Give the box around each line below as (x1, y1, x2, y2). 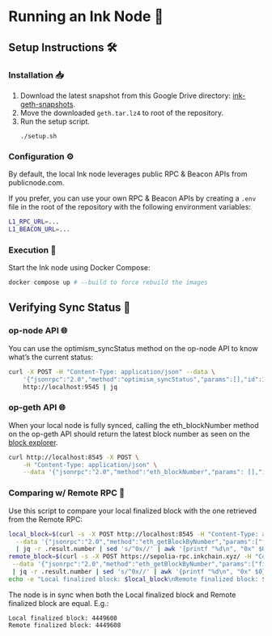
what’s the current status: (8, 352, 93, 362)
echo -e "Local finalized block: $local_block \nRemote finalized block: (8, 575, 259, 583)
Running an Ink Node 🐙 (8, 7, 164, 26)
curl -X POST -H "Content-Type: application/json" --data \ (8, 367, 216, 375)
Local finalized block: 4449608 (8, 614, 117, 622)
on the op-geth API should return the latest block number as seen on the (8, 429, 250, 439)
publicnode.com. (8, 178, 65, 188)
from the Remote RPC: (8, 514, 83, 524)
